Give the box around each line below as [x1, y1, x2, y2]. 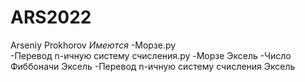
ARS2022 [10, 6, 92, 29]
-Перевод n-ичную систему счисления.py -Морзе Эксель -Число [10, 49, 292, 61]
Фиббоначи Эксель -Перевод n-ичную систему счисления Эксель [10, 60, 296, 72]
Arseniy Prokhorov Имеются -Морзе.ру [10, 39, 177, 51]
